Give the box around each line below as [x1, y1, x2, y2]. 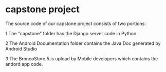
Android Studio [5, 45, 38, 52]
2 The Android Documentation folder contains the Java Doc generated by [5, 40, 161, 46]
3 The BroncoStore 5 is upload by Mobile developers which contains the [5, 55, 158, 62]
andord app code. [5, 61, 43, 67]
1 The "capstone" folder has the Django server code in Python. [5, 30, 138, 36]
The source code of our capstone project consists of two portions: [5, 20, 146, 27]
